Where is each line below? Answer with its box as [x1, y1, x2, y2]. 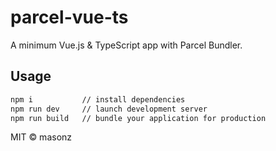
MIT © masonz [10, 131, 73, 143]
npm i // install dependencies [10, 94, 186, 105]
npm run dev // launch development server [10, 104, 208, 114]
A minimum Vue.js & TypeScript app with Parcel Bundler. [10, 39, 243, 51]
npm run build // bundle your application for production [10, 113, 267, 123]
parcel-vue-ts [10, 6, 129, 29]
